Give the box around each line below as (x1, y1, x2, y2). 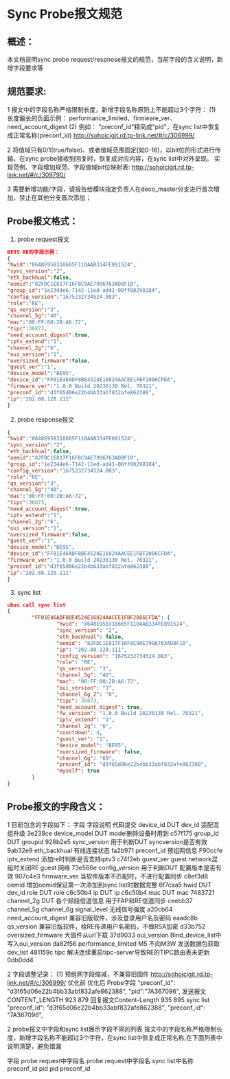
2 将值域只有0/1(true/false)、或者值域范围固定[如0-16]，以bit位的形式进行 (7, 146, 215, 154)
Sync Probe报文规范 (7, 6, 123, 22)
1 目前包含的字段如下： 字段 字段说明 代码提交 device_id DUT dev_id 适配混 (7, 820, 220, 828)
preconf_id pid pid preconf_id (7, 1064, 91, 1072)
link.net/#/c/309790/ (7, 170, 67, 179)
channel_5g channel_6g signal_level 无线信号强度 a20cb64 (7, 905, 173, 913)
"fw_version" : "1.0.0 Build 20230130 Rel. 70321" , (56, 710, 205, 717)
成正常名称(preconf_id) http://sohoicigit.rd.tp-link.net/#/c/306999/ (7, 131, 195, 139)
